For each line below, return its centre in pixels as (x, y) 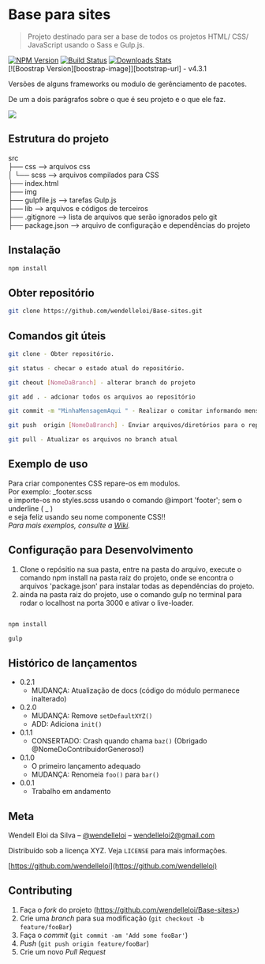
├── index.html (34, 183)
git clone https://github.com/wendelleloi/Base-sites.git (105, 311)
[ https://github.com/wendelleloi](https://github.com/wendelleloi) (113, 866)
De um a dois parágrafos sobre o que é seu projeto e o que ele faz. (117, 99)
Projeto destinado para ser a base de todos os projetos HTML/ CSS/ (138, 36)
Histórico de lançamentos (73, 663)
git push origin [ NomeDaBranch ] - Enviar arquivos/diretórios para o (127, 425)
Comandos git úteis (57, 336)
